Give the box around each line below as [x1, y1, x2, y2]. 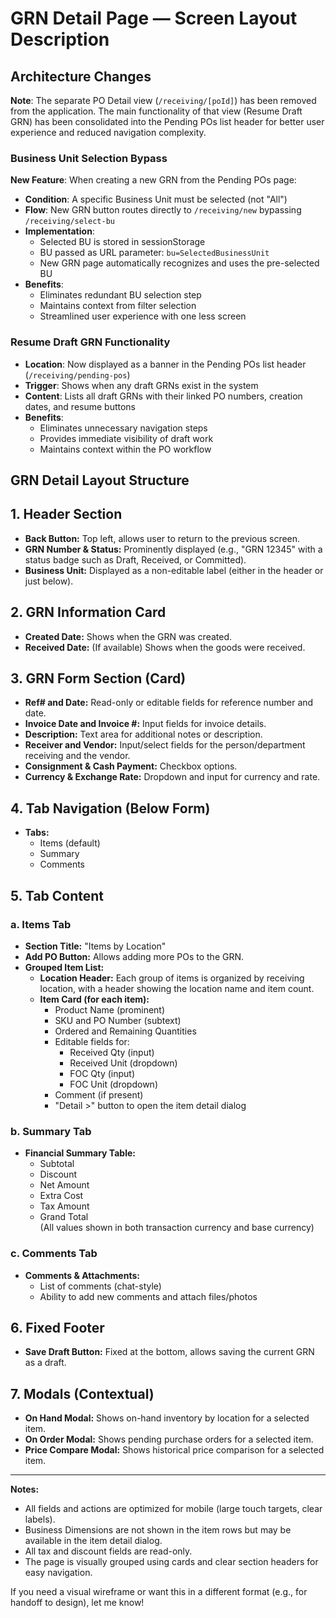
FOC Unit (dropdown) [69, 1078, 158, 1090]
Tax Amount [39, 1200, 90, 1212]
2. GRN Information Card [10, 604, 167, 621]
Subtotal [39, 1158, 75, 1170]
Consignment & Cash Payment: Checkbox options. [24, 760, 238, 772]
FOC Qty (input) [69, 1067, 135, 1079]
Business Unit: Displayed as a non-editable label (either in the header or [24, 564, 324, 576]
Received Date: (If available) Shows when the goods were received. [24, 641, 306, 653]
